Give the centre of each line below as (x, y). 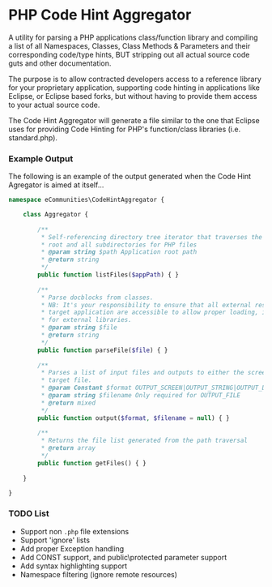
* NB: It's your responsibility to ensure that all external (146, 305)
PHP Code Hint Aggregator (100, 15)
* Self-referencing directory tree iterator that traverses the (152, 237)
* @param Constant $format (86, 388)
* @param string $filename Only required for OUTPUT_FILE (141, 396)
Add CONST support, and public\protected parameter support (123, 557)
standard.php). (33, 137)
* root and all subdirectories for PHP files (119, 245)
